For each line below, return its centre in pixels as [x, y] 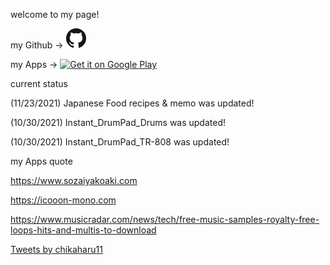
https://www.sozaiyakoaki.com [74, 180]
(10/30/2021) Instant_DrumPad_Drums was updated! [118, 122]
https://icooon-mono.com [63, 200]
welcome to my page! [55, 14]
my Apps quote [41, 161]
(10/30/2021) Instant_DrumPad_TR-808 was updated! [120, 142]
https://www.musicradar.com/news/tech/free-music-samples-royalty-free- [165, 219]
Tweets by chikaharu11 [56, 249]
